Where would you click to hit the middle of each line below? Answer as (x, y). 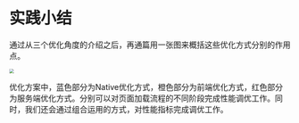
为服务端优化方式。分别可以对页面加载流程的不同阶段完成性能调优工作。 (142, 98)
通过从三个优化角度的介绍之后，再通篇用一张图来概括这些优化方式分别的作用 (150, 45)
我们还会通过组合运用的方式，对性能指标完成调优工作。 (126, 109)
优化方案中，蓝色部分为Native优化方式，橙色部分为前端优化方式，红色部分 (146, 86)
